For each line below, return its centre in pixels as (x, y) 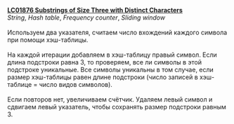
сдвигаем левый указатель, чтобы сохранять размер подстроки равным (117, 107)
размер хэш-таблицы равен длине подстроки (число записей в (103, 77)
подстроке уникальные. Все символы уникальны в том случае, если (111, 70)
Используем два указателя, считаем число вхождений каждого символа (117, 32)
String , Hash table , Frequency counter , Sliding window (86, 18)
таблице (20, 84)
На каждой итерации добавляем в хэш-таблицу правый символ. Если (112, 55)
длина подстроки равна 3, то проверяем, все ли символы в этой (105, 62)
